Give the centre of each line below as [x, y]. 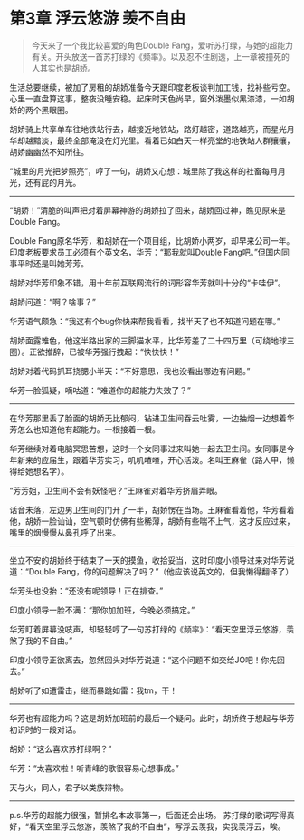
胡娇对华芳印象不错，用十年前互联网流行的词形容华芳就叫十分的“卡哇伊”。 [148, 283]
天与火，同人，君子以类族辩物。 [69, 787]
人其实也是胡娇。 [63, 68]
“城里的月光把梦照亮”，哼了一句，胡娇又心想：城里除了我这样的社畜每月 [144, 171]
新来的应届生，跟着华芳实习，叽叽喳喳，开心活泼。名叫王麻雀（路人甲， [152, 459]
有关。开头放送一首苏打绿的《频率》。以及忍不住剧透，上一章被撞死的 [160, 56]
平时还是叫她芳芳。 [52, 263]
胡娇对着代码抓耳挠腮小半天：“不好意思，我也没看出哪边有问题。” [130, 371]
